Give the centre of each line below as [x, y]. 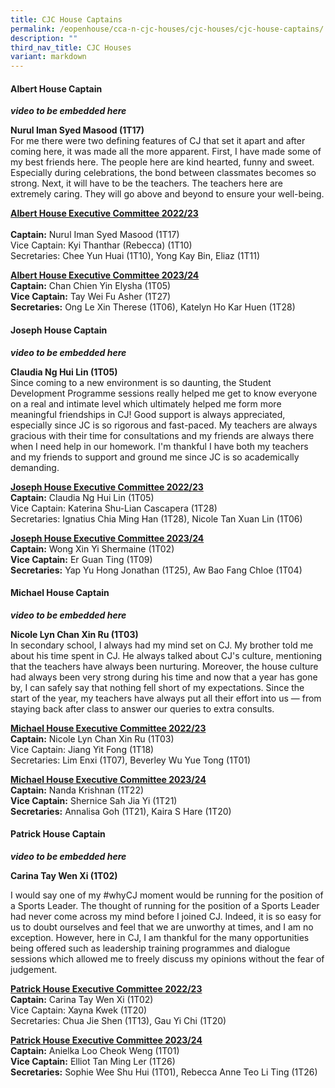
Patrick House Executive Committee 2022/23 [106, 988]
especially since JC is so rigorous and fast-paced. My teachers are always [164, 425]
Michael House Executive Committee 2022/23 [108, 728]
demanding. [35, 467]
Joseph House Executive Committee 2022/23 [107, 487]
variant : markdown [48, 57]
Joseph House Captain [59, 330]
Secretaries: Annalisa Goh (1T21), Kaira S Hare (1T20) [121, 811]
